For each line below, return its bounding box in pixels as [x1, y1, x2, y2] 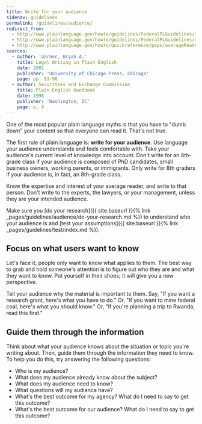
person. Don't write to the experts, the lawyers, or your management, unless [6, 189, 195, 196]
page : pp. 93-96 [17, 76, 58, 82]
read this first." [6, 310, 43, 317]
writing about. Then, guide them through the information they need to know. [6, 349, 194, 357]
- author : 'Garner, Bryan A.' [11, 54, 87, 60]
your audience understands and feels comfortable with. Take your [6, 145, 170, 152]
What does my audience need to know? [14, 380, 113, 387]
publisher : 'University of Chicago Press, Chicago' [17, 70, 149, 76]
